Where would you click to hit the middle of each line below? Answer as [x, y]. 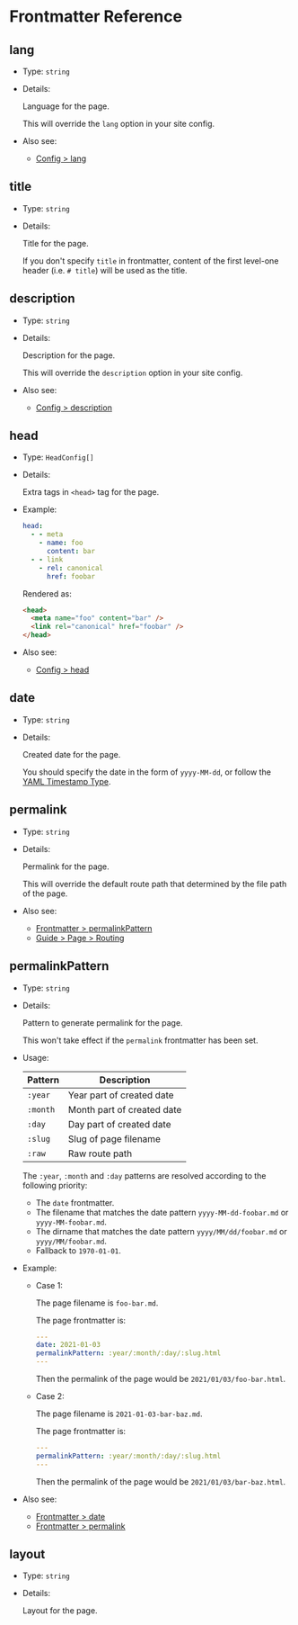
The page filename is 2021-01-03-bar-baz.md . [119, 1414]
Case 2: [50, 1396]
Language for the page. [66, 106]
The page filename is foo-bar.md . [97, 1303]
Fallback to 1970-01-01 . [78, 1250]
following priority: [55, 1185]
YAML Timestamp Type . [66, 781]
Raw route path [100, 1154]
